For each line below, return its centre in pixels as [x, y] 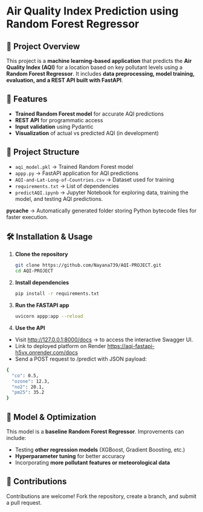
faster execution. [27, 217]
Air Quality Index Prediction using [92, 11]
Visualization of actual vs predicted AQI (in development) [87, 133]
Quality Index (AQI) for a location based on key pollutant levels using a [95, 67]
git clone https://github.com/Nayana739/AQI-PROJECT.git [88, 265]
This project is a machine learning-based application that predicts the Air [99, 61]
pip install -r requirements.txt [57, 294]
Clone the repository [41, 254]
